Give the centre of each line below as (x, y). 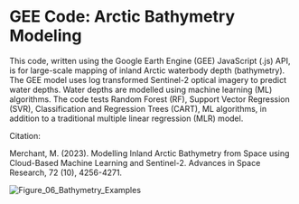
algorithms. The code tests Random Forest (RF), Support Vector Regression (150, 99)
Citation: (25, 135)
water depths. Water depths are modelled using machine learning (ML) (141, 89)
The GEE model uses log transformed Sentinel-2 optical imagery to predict (148, 79)
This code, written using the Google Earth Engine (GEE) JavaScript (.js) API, (150, 60)
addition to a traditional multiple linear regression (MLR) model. (126, 118)
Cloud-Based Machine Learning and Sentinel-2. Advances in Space (135, 162)
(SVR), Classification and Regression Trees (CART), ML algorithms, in (138, 108)
